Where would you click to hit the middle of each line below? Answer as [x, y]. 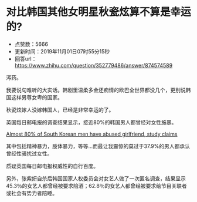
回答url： [26, 59]
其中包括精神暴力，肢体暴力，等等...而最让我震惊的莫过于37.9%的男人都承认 [98, 146]
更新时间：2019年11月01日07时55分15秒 [62, 51]
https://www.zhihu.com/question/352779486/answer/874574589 [94, 65]
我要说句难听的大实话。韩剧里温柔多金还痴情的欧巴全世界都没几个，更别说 [96, 90]
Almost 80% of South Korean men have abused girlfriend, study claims [92, 134]
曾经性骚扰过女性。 [29, 153]
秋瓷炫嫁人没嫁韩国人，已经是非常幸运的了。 [60, 110]
